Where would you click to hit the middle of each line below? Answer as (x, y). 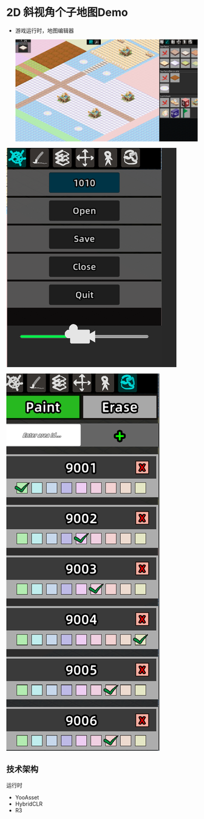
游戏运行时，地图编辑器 (44, 30)
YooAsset (27, 797)
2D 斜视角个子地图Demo (67, 12)
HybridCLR (29, 804)
